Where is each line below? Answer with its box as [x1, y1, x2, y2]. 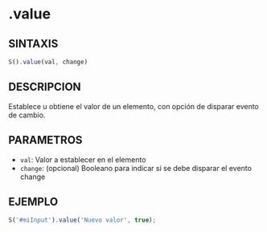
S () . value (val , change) [8, 58, 88, 66]
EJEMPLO [8, 194, 59, 209]
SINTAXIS [8, 37, 59, 51]
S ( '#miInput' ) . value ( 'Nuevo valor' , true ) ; [8, 216, 157, 225]
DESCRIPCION [8, 80, 82, 94]
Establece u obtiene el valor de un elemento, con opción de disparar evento [8, 101, 259, 111]
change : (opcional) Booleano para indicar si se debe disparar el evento [19, 163, 252, 173]
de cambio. [8, 110, 46, 120]
